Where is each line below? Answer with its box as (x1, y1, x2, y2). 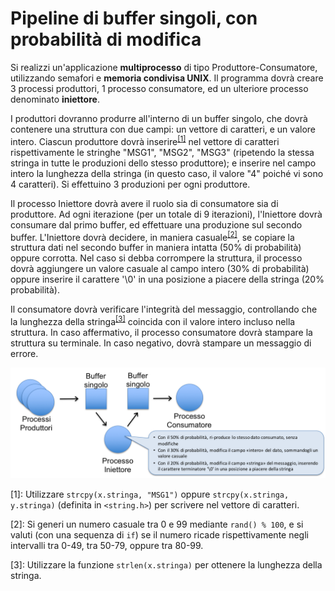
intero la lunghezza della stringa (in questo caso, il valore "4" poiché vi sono (10, 167, 324, 179)
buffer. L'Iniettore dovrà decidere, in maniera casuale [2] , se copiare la (10, 229, 295, 243)
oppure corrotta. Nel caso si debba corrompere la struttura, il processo (10, 252, 303, 264)
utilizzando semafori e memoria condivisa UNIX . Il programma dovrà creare (10, 72, 324, 84)
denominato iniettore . (10, 93, 100, 105)
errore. (10, 347, 39, 359)
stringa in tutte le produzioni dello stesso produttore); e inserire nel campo (10, 157, 317, 169)
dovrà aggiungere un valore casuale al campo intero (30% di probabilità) (10, 263, 310, 275)
